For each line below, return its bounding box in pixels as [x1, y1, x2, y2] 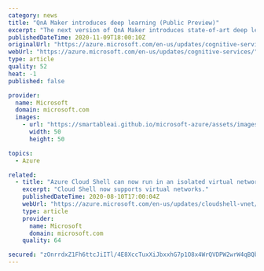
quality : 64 [22, 236, 61, 244]
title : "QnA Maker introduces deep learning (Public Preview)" [8, 19, 220, 27]
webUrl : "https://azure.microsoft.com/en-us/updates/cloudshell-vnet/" [22, 200, 262, 208]
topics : [8, 149, 34, 157]
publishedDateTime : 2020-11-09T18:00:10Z [8, 33, 146, 42]
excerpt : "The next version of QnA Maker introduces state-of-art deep [8, 26, 247, 34]
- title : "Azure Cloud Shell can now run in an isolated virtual [15, 178, 234, 186]
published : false [8, 77, 65, 85]
